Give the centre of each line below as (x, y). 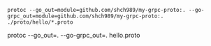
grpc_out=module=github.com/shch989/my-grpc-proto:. (86, 16)
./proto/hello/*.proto (40, 22)
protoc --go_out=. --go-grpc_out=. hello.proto (74, 35)
